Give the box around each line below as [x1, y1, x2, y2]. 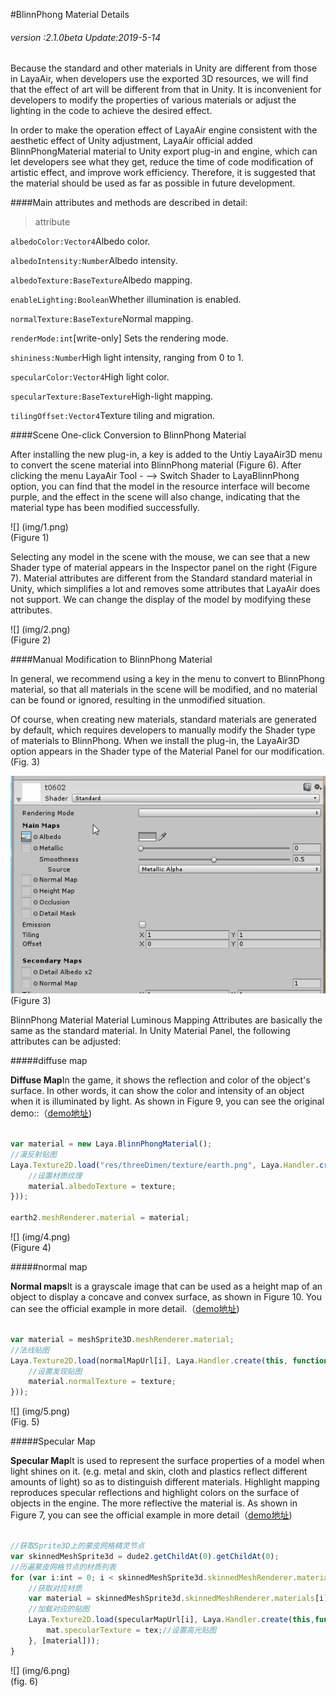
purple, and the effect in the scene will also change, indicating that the [10, 491, 301, 503]
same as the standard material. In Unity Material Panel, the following [10, 1025, 291, 1037]
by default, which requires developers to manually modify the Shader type [10, 724, 316, 736]
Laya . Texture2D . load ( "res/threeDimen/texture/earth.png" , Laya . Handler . [10, 1160, 320, 1170]
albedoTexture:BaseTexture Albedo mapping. [10, 274, 193, 286]
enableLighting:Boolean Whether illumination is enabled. [10, 294, 242, 306]
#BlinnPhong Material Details [10, 9, 130, 20]
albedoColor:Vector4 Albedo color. [10, 235, 151, 248]
